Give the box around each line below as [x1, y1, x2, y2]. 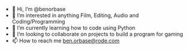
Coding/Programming [11, 18, 66, 25]
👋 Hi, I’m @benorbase [11, 6, 66, 12]
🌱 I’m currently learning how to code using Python [11, 24, 136, 31]
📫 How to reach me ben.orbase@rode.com [11, 37, 120, 44]
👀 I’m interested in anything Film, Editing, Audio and [11, 12, 139, 19]
